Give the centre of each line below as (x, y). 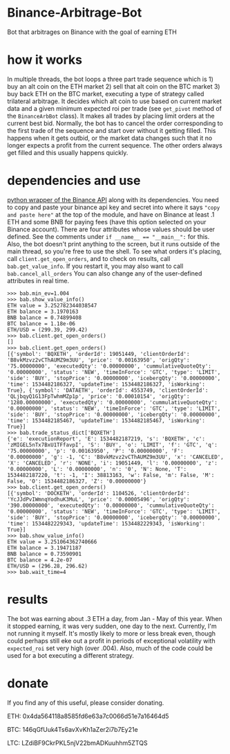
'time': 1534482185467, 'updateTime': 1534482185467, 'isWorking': (106, 420)
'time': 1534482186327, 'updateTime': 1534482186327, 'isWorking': (106, 384)
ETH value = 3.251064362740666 (52, 541)
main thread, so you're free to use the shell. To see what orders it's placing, (115, 251)
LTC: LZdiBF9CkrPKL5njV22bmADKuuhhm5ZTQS (77, 743)
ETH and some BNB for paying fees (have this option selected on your (107, 222)
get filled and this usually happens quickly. (68, 152)
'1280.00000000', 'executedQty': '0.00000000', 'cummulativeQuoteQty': (112, 402)
